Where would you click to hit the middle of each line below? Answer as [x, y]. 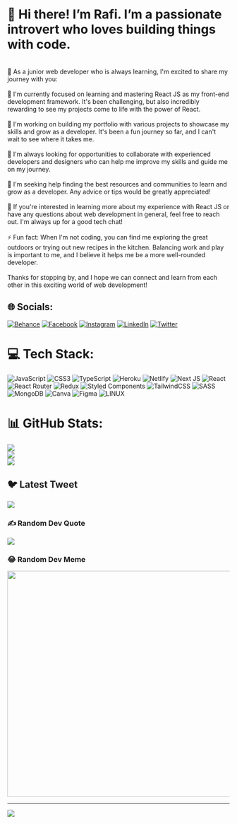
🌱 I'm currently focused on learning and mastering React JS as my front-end [118, 94]
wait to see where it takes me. [51, 139]
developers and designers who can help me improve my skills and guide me [117, 161]
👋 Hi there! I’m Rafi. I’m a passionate [115, 14]
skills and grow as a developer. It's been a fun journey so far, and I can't [112, 131]
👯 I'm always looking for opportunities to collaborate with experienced [109, 154]
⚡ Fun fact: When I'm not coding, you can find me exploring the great [108, 237]
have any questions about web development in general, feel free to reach [114, 214]
